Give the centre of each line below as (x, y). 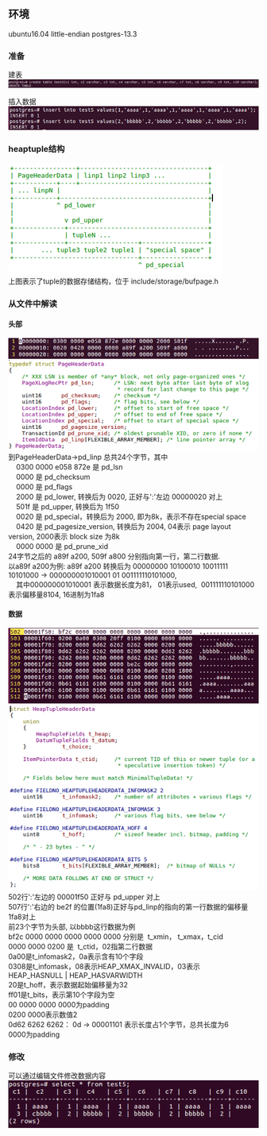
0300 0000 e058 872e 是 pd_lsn (69, 466)
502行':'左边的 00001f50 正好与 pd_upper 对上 (84, 897)
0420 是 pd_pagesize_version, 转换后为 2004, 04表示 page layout (124, 526)
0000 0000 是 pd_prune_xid (62, 546)
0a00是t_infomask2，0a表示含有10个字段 (76, 956)
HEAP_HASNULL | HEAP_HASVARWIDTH (75, 975)
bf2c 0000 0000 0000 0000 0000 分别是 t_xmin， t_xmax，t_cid (116, 937)
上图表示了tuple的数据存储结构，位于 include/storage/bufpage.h (113, 281)
